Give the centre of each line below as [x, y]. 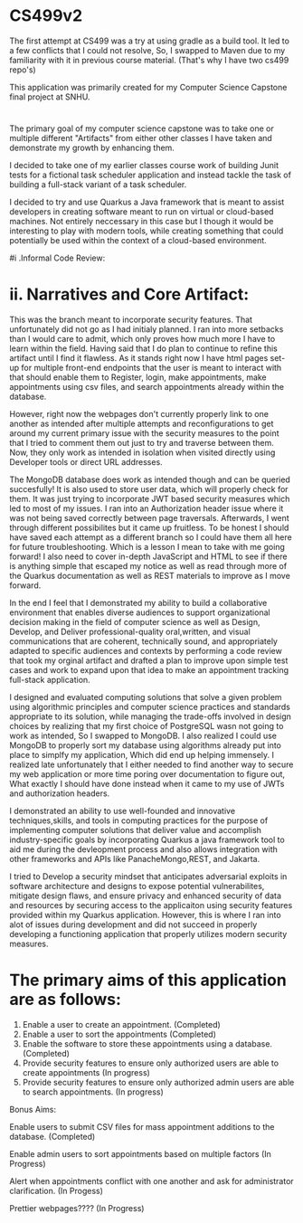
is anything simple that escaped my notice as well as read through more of [148, 566]
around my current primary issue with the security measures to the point [144, 433]
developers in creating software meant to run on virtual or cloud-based [142, 212]
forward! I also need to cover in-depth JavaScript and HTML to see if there [148, 556]
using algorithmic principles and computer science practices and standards [150, 707]
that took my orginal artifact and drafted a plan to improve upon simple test [149, 660]
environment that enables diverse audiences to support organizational [140, 612]
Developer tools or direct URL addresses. [86, 462]
